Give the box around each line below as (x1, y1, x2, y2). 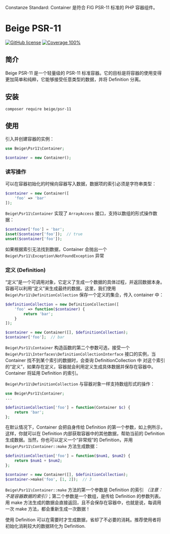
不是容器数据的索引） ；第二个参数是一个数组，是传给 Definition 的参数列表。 (5, 493, 164, 499)
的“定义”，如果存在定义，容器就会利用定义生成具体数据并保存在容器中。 (5, 363, 156, 370)
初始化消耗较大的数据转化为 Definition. (5, 523, 86, 529)
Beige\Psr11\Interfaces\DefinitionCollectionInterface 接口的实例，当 (5, 351, 156, 357)
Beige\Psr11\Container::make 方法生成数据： (5, 443, 99, 449)
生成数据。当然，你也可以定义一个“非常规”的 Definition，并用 (5, 437, 133, 443)
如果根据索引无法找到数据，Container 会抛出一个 (5, 246, 108, 252)
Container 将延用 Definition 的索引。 (5, 370, 81, 376)
